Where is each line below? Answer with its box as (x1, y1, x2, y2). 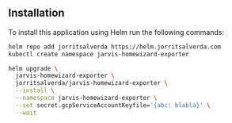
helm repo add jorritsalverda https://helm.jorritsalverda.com (8, 43, 222, 51)
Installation (8, 6, 65, 20)
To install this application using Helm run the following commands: (8, 27, 224, 37)
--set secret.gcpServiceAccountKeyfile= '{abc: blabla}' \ (15, 101, 211, 110)
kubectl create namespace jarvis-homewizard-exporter (8, 50, 190, 58)
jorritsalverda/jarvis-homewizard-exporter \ (15, 79, 169, 87)
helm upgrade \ (8, 64, 59, 72)
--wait (15, 109, 37, 117)
